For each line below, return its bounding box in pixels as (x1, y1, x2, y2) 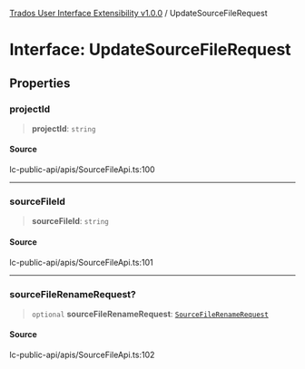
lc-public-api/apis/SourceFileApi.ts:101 (9, 257, 153, 267)
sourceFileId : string (31, 216, 109, 227)
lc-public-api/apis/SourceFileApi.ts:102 (9, 349, 155, 361)
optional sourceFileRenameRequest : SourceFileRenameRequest (31, 308, 270, 319)
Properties (9, 75, 71, 91)
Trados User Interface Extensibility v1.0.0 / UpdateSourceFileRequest (9, 8, 268, 18)
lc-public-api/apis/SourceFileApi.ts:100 (9, 164, 156, 175)
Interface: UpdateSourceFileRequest (9, 40, 292, 60)
